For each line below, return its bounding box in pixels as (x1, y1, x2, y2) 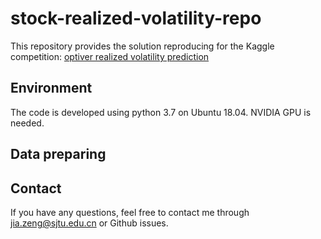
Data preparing (10, 146, 107, 163)
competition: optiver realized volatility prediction (10, 50, 210, 62)
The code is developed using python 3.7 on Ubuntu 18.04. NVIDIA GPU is (10, 106, 312, 118)
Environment (10, 80, 93, 97)
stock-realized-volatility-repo (10, 7, 262, 30)
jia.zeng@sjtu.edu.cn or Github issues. (10, 217, 169, 229)
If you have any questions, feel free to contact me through (10, 206, 250, 218)
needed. (10, 117, 45, 129)
